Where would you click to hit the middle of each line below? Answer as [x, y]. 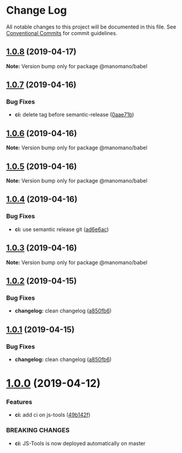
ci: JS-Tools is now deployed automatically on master [80, 443]
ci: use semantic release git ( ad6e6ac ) [62, 229]
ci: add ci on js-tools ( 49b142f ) [52, 415]
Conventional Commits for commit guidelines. [62, 33]
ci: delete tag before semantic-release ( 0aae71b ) [74, 115]
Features [19, 402]
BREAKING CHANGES [38, 430]
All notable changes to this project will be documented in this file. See [91, 27]
